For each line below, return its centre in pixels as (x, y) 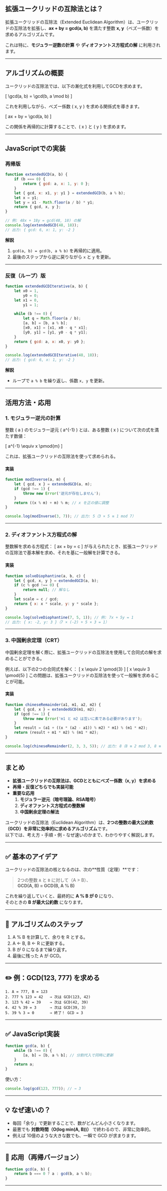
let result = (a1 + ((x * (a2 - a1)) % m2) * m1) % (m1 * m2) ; (81, 728)
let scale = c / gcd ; (36, 599)
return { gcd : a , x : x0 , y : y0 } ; (50, 341)
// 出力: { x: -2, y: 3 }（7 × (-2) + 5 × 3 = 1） (57, 622)
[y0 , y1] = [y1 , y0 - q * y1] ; (55, 332)
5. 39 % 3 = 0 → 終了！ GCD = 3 (44, 1013)
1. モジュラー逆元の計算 (33, 418)
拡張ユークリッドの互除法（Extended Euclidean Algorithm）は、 (71, 22)
